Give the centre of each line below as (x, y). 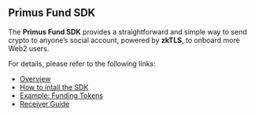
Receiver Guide (44, 103)
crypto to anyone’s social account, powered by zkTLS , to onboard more (124, 40)
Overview (35, 78)
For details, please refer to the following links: (82, 63)
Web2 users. (29, 48)
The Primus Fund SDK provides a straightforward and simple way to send (128, 31)
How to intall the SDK (54, 87)
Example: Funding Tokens (61, 95)
